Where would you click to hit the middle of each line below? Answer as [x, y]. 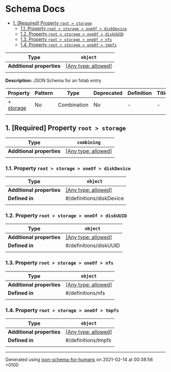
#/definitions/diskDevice [95, 199]
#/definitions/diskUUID [93, 245]
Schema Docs [35, 9]
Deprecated [108, 93]
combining [89, 142]
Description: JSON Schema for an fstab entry [53, 80]
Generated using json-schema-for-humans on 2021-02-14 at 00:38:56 [79, 359]
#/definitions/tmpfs [88, 340]
